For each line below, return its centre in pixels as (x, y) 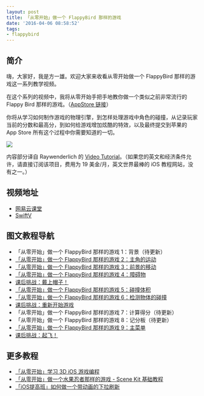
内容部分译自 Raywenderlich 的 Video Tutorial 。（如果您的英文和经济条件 (96, 156)
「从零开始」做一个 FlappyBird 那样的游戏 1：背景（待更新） (90, 252)
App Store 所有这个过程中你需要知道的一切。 (62, 132)
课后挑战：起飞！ (36, 335)
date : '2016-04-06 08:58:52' (43, 23)
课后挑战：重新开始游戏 (44, 304)
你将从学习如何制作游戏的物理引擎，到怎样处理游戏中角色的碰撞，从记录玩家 (102, 117)
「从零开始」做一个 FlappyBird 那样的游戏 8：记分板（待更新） (93, 320)
